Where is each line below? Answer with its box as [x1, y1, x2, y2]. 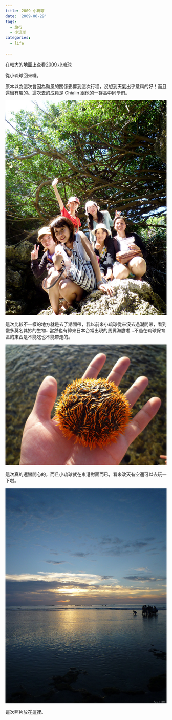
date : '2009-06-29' [5, 13, 47, 19]
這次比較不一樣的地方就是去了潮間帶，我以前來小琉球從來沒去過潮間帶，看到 [5, 321, 167, 327]
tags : [5, 19, 17, 24]
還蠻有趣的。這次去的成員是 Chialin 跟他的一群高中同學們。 [5, 90, 130, 96]
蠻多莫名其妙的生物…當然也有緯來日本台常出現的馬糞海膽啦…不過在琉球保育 [5, 327, 166, 333]
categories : [5, 35, 31, 40]
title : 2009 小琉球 [5, 8, 45, 13]
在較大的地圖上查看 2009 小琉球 [5, 61, 72, 68]
